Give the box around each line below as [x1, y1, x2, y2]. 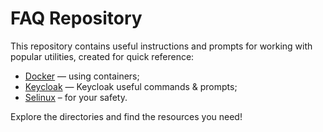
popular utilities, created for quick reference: [10, 50, 195, 62]
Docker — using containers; [24, 70, 140, 82]
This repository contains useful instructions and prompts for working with [10, 40, 313, 52]
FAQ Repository [10, 7, 143, 30]
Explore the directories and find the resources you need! [10, 110, 243, 122]
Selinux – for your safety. [24, 91, 128, 103]
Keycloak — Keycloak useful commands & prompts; [24, 80, 238, 92]
